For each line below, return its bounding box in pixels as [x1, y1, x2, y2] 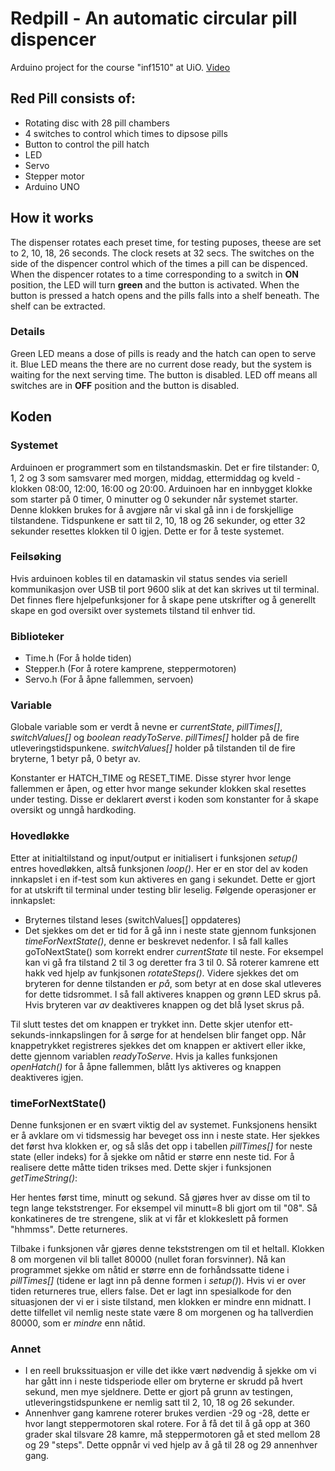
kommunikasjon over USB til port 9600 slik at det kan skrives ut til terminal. [10, 583, 320, 595]
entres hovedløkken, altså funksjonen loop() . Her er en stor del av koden [10, 862, 309, 874]
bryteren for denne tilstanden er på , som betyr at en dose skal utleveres [24, 977, 322, 989]
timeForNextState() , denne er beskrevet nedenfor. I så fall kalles [24, 935, 289, 947]
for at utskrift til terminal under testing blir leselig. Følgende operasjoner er [10, 883, 317, 896]
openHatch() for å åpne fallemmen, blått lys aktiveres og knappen [10, 1060, 282, 1072]
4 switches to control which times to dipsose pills [24, 127, 228, 139]
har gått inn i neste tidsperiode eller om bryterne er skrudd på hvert [24, 1375, 303, 1387]
